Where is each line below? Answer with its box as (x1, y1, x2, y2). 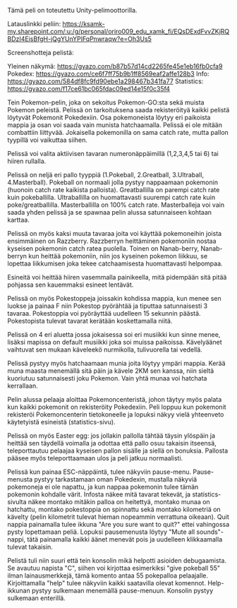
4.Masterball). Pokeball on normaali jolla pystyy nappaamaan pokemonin (7, 178, 219, 186)
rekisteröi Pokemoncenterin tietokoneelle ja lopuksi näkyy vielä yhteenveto (7, 410, 224, 419)
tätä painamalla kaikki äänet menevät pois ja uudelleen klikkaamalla (27, 535, 223, 543)
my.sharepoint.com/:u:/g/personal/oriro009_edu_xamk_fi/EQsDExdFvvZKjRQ (7, 28, 230, 35)
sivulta (7, 498, 27, 506)
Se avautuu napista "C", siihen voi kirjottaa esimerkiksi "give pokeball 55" (7, 564, 221, 572)
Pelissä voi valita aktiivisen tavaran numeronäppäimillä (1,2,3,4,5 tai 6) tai (7, 150, 219, 157)
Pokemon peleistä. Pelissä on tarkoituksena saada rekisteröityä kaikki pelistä (7, 106, 230, 114)
